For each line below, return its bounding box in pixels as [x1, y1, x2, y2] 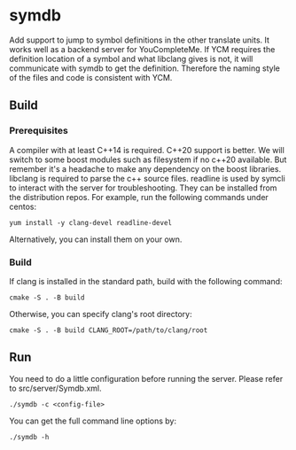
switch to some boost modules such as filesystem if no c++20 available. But [9, 154, 287, 165]
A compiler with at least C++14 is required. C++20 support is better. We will [9, 144, 285, 155]
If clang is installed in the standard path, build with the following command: [9, 275, 283, 286]
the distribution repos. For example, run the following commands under [9, 191, 269, 202]
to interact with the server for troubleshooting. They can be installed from [9, 182, 277, 193]
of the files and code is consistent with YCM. [9, 72, 173, 82]
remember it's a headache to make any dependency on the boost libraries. [9, 163, 282, 174]
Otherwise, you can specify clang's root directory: [9, 308, 192, 319]
